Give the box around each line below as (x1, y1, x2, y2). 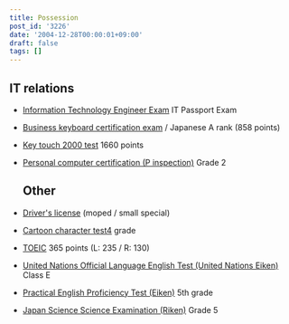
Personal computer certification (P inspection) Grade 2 (22, 157, 227, 167)
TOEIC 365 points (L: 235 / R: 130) (22, 242, 151, 253)
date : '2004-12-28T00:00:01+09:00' (9, 30, 144, 39)
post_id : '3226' (9, 22, 70, 31)
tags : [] (9, 47, 42, 56)
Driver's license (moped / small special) (22, 207, 171, 218)
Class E (22, 269, 51, 281)
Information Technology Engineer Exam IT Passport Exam (22, 104, 238, 115)
